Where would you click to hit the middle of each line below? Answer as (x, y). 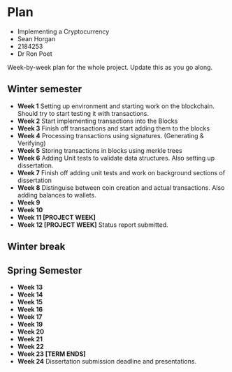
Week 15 (30, 302)
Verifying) (32, 143)
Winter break (36, 247)
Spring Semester (45, 270)
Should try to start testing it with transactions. (83, 113)
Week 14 (30, 295)
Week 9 (29, 202)
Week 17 (30, 317)
